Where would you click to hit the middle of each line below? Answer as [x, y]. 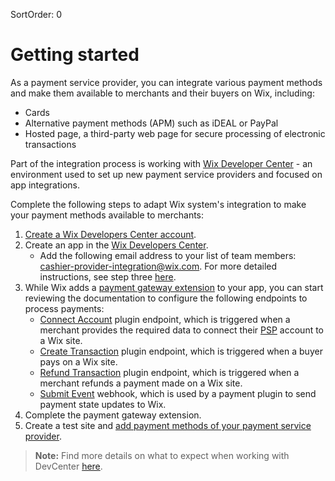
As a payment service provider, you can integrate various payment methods [166, 82]
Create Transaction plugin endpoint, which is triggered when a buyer [181, 351]
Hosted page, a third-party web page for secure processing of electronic [175, 133]
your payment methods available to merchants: [107, 215]
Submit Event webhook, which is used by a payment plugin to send [178, 393]
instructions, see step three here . [108, 276]
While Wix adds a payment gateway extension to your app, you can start [174, 287]
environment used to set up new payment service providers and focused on [166, 174]
